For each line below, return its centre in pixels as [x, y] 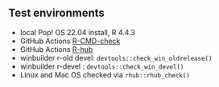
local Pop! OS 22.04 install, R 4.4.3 [77, 32]
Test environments [56, 13]
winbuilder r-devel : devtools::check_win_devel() [102, 66]
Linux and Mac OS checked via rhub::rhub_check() [105, 74]
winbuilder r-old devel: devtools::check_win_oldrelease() [116, 57]
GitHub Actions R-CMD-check [70, 41]
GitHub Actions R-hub [56, 49]
